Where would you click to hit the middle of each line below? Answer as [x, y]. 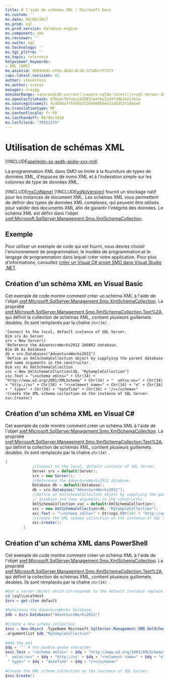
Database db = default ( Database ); [68, 485]
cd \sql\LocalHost [24, 596]
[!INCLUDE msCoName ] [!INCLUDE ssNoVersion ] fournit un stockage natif [81, 192]
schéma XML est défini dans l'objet [42, 213]
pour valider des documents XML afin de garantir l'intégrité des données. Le [84, 208]
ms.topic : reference [27, 57]
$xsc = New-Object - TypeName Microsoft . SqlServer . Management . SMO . [76, 629]
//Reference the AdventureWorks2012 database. [82, 480]
